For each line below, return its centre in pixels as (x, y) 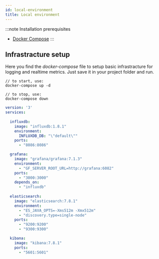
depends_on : (27, 182)
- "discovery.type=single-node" (52, 215)
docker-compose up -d (28, 86)
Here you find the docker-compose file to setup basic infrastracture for (79, 67)
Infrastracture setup (38, 54)
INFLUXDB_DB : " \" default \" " (48, 136)
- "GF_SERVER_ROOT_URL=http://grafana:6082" (66, 168)
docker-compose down (27, 99)
